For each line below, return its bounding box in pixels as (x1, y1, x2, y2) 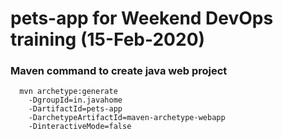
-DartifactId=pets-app (28, 104, 123, 114)
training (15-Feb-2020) (10, 28, 206, 51)
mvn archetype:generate (19, 87, 118, 97)
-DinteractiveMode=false (28, 122, 132, 132)
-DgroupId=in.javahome (28, 95, 123, 106)
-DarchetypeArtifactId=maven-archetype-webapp (28, 113, 226, 123)
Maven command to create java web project (10, 64, 228, 78)
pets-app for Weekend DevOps (10, 7, 274, 30)
